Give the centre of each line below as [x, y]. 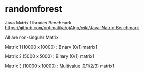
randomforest [34, 9]
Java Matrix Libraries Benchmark [38, 23]
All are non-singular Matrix [32, 37]
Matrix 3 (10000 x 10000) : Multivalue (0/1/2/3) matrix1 [60, 66]
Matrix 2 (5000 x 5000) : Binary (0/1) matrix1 [50, 56]
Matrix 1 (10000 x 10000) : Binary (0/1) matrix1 [51, 47]
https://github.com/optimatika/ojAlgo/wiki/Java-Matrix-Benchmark [72, 27]
